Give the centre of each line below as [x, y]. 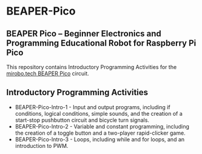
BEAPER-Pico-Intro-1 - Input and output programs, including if [93, 107]
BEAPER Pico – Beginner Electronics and [84, 34]
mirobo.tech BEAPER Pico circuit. [48, 73]
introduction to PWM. [42, 146]
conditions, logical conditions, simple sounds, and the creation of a [99, 113]
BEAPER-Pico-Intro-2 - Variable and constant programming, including [102, 126]
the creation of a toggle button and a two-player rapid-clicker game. [100, 133]
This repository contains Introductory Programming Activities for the [92, 67]
